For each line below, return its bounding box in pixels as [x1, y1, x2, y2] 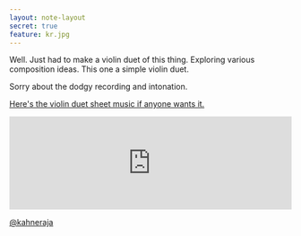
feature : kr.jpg [9, 30, 70, 39]
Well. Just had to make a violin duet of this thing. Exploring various [9, 55, 255, 66]
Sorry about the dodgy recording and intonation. [9, 82, 188, 92]
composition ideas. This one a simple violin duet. [9, 64, 190, 74]
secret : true [9, 22, 58, 31]
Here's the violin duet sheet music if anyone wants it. [9, 99, 205, 109]
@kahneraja [9, 217, 54, 228]
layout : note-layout [9, 13, 87, 22]
